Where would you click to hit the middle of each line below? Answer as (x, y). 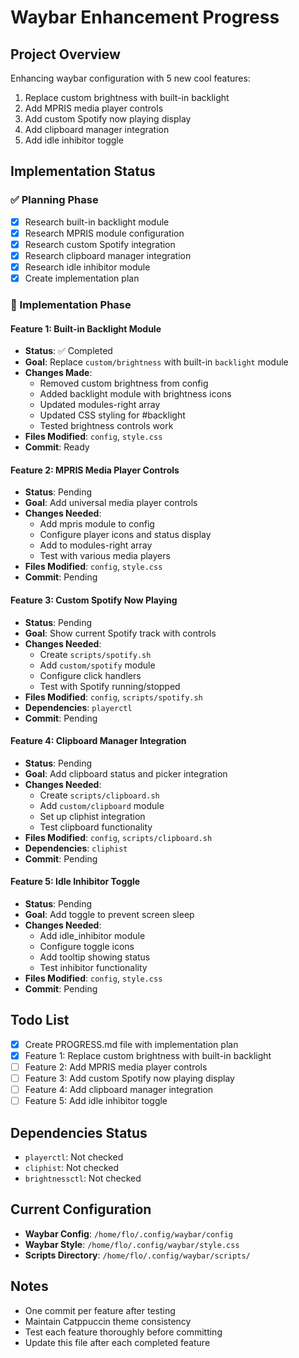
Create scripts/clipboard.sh (99, 795)
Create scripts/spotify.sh (95, 654)
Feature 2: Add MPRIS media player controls (116, 1067)
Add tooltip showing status (95, 957)
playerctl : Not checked (74, 1157)
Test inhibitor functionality (93, 967)
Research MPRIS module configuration (104, 233)
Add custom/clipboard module (102, 805)
